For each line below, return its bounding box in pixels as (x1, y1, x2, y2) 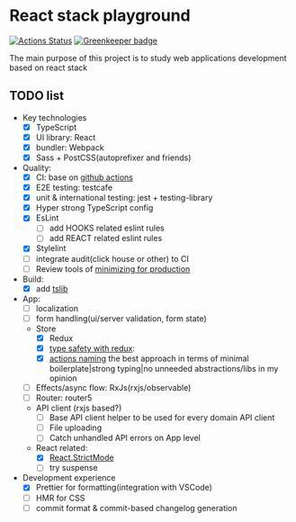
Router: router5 (35, 392, 93, 403)
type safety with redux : (49, 343, 135, 354)
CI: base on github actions (35, 172, 133, 183)
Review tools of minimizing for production (35, 263, 191, 274)
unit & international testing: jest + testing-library (35, 193, 213, 203)
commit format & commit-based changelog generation (35, 502, 238, 513)
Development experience (22, 472, 116, 483)
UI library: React (35, 131, 96, 142)
